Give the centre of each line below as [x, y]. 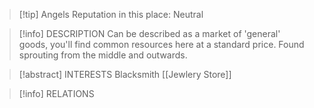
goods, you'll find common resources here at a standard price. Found [161, 44]
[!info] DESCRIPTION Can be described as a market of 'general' [149, 33]
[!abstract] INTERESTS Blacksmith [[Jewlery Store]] [125, 74]
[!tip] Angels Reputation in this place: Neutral [111, 14]
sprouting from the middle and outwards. [103, 55]
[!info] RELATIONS [56, 93]
